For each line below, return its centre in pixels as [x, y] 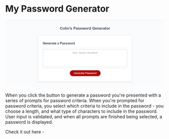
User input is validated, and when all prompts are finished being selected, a [84, 116]
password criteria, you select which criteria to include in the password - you [85, 106]
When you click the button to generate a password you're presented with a [83, 95]
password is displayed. [29, 122]
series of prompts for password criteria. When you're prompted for [75, 100]
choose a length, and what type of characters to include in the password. [81, 111]
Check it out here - [25, 131]
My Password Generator [57, 9]
